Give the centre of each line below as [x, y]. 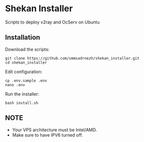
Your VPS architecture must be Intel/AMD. [55, 130]
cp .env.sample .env [26, 81]
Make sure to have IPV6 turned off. [47, 135]
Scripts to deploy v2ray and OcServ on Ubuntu [52, 22]
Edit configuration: [24, 71]
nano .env [15, 85]
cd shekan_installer [26, 62]
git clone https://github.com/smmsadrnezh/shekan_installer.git [72, 58]
